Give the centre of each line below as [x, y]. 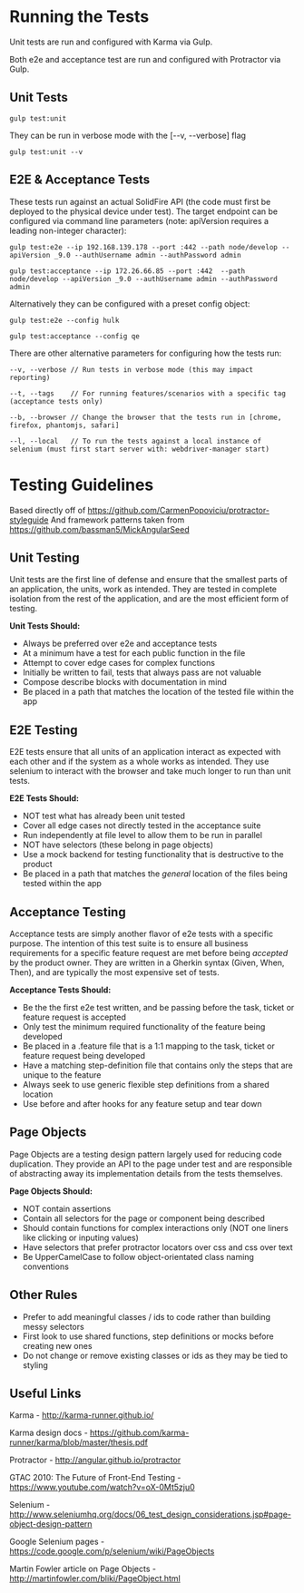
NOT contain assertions [67, 1208]
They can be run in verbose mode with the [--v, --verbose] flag [128, 135]
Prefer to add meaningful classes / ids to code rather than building [146, 1316]
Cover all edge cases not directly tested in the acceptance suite [142, 826]
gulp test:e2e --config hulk [64, 320]
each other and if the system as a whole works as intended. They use [139, 762]
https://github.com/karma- [139, 1433]
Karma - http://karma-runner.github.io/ [82, 1415]
